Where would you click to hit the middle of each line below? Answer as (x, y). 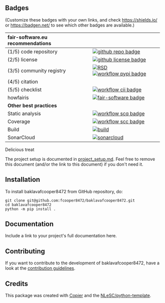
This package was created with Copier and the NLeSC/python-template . (78, 296)
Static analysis (24, 113)
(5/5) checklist (25, 89)
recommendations (29, 43)
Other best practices (32, 105)
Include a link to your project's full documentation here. (61, 236)
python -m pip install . (30, 209)
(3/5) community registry (37, 71)
